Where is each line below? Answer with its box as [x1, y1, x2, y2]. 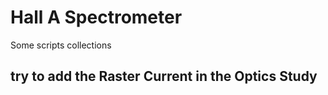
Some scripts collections [10, 39, 112, 51]
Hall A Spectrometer [10, 6, 183, 29]
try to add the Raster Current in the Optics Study [10, 68, 318, 85]
